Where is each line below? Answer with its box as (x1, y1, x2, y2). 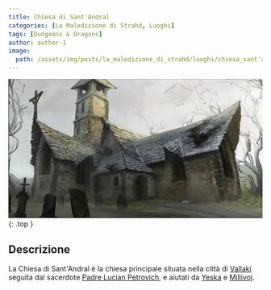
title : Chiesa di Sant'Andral (8, 13, 110, 21)
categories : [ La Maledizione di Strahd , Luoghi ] (8, 21, 175, 30)
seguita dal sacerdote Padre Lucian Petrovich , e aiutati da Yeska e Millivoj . (8, 272, 256, 282)
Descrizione (8, 242, 71, 256)
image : (8, 47, 31, 56)
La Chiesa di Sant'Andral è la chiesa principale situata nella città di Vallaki (8, 263, 252, 273)
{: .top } (8, 219, 34, 229)
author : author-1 (8, 39, 67, 47)
